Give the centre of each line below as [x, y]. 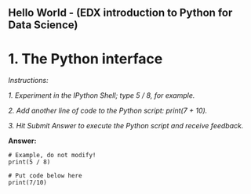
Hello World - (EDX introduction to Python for [120, 13]
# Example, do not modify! [52, 156]
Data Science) [43, 25]
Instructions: [28, 81]
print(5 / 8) [29, 162]
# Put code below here [45, 176]
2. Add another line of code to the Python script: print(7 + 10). [108, 111]
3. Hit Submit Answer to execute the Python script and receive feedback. [126, 126]
